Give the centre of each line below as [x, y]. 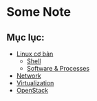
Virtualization [35, 83]
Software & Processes [58, 68]
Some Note [39, 12]
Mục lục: [26, 37]
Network [29, 76]
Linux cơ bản [35, 54]
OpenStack [32, 90]
